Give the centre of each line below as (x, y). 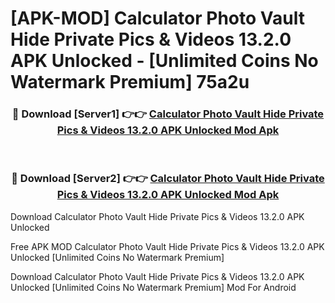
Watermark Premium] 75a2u (130, 82)
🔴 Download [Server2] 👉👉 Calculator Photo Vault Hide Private (168, 179)
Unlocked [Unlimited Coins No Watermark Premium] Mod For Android (153, 287)
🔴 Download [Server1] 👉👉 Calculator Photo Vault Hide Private (168, 114)
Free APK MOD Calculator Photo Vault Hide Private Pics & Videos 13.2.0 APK (167, 246)
